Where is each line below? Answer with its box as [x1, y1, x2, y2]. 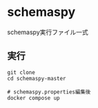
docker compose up [7, 94, 60, 101]
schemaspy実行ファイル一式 [7, 28, 88, 36]
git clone [7, 69, 36, 76]
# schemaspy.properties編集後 [7, 88, 91, 96]
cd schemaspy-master [7, 75, 67, 82]
